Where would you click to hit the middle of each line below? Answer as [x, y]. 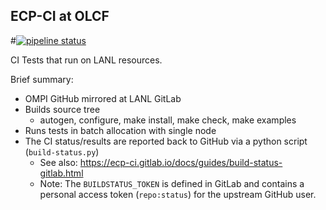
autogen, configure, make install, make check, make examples [168, 120]
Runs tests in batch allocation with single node [120, 130]
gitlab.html [61, 173]
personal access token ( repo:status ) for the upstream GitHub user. [178, 194]
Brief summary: [42, 79]
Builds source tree [62, 109]
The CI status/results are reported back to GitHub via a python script [166, 141]
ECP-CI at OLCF [60, 16]
